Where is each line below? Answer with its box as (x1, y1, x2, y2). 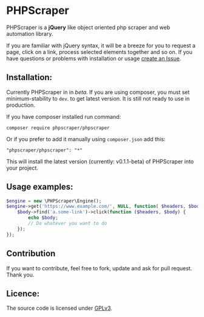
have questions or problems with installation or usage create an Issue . (6, 55, 182, 62)
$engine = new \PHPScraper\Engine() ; (6, 198, 102, 204)
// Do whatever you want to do (28, 221, 107, 227)
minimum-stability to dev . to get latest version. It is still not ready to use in (6, 95, 190, 102)
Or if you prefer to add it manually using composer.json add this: (6, 135, 166, 142)
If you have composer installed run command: (6, 113, 121, 120)
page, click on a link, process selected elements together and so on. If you (6, 48, 193, 55)
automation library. (6, 30, 53, 37)
